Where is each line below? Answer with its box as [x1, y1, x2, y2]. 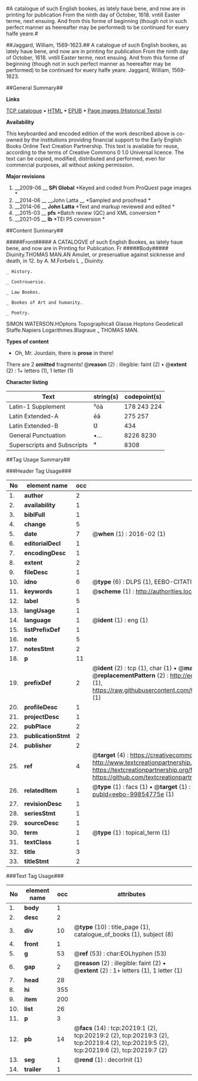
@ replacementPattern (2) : [92, 671, 169, 679]
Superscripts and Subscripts [9, 441, 88, 449]
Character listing [6, 379, 48, 385]
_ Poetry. [6, 310, 31, 316]
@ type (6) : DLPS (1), [92, 578, 153, 586]
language [24, 616, 51, 624]
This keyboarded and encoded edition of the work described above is [6, 130, 176, 137]
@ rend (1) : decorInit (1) [74, 1056, 143, 1064]
